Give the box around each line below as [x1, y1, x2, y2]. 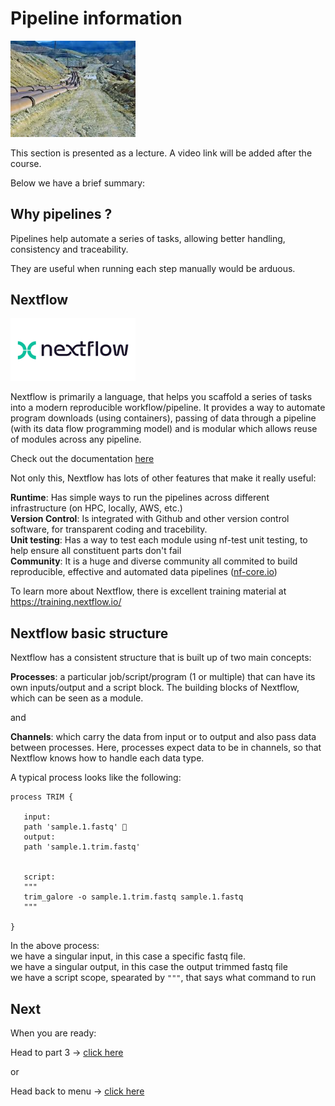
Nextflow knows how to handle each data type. [10, 752, 205, 764]
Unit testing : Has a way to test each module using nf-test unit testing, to [10, 534, 308, 546]
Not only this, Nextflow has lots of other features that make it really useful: [10, 472, 317, 484]
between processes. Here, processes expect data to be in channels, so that [10, 742, 322, 754]
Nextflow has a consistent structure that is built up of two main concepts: [10, 652, 312, 664]
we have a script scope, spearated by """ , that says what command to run [10, 972, 317, 984]
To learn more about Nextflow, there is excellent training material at [10, 585, 287, 597]
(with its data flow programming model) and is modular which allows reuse [10, 423, 318, 435]
